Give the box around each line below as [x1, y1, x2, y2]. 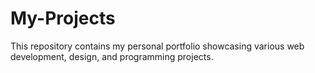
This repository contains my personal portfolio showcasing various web [10, 40, 305, 52]
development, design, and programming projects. [10, 50, 214, 62]
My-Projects [10, 7, 116, 30]
